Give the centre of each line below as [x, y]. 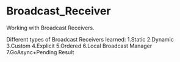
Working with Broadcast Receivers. [50, 28]
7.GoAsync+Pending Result [40, 52]
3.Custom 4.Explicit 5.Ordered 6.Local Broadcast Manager [79, 46]
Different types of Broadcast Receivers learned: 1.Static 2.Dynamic [90, 39]
